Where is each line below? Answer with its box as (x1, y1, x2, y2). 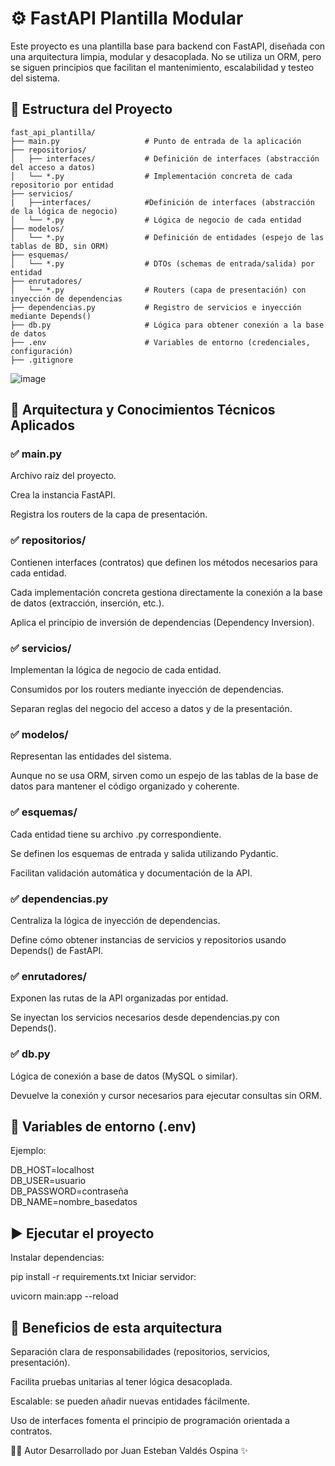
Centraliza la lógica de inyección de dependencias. (10, 914, 221, 926)
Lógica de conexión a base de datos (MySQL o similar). (10, 1070, 238, 1082)
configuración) (10, 346, 74, 356)
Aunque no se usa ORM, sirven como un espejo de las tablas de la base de (10, 770, 319, 782)
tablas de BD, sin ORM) (10, 241, 110, 251)
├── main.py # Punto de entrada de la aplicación (10, 136, 302, 146)
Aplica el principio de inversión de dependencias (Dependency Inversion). (10, 616, 315, 628)
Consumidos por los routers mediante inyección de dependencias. (10, 683, 285, 696)
